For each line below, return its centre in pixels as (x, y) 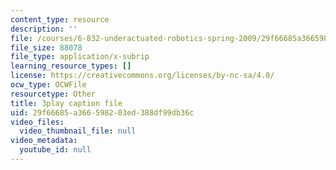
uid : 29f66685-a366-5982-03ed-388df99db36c (102, 112)
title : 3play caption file (66, 103)
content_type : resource (60, 19)
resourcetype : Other (53, 94)
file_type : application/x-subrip (80, 57)
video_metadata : (44, 141)
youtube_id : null (55, 150)
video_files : (37, 122)
